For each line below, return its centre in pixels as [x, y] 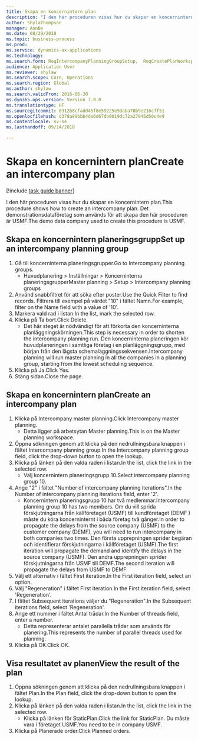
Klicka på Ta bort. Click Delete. [51, 320]
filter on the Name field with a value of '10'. [67, 307]
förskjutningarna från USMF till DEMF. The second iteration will [99, 563]
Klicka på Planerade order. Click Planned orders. [72, 731]
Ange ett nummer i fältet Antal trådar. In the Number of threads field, [97, 613]
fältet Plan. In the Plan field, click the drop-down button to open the [95, 693]
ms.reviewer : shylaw [32, 72]
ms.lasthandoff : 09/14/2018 [41, 127]
